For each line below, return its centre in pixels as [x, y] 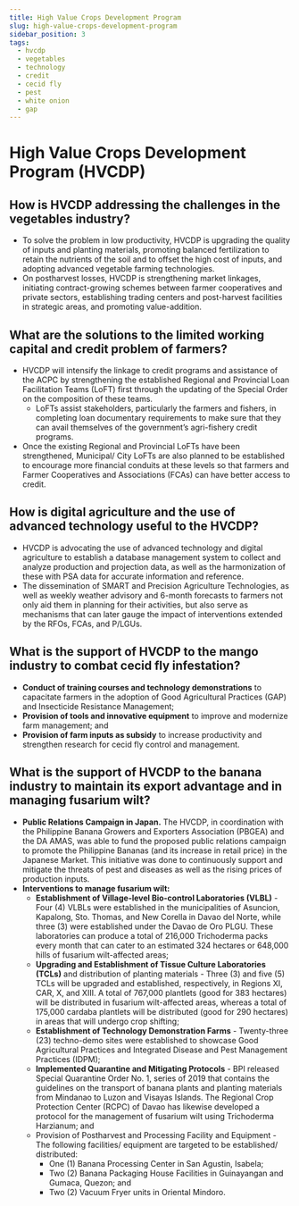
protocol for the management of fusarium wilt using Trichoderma [155, 1116]
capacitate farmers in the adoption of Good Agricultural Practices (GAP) [154, 697]
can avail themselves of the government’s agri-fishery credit [146, 427]
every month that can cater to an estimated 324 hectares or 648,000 [162, 945]
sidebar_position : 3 [48, 34]
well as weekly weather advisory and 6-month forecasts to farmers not [153, 595]
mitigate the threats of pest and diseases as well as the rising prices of [152, 869]
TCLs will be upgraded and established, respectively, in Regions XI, [159, 983]
